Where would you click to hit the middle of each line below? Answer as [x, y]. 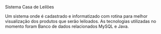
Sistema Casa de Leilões [30, 7]
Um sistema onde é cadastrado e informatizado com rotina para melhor [76, 16]
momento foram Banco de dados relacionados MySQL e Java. [67, 26]
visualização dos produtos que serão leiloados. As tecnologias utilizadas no [81, 21]
